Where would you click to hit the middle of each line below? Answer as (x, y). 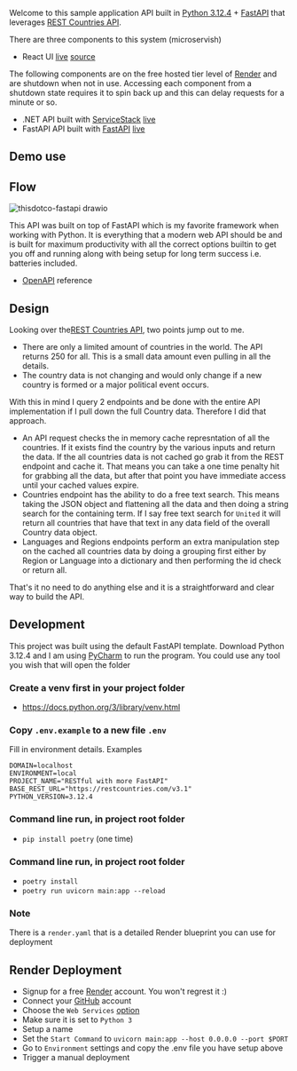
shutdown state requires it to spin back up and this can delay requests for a (147, 93)
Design (29, 309)
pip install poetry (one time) (78, 838)
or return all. (44, 570)
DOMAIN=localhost (41, 766)
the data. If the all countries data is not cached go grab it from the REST (153, 457)
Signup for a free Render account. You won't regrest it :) (125, 992)
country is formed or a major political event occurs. (116, 385)
